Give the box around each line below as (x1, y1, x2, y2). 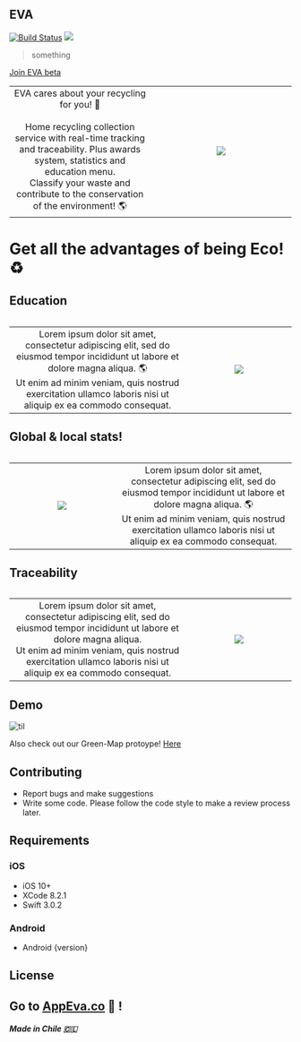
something (30, 49, 72, 60)
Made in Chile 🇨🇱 (9, 1023, 78, 1034)
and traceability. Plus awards (19, 142, 142, 155)
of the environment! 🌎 (32, 199, 127, 211)
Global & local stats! (9, 429, 123, 444)
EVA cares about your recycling (13, 87, 146, 99)
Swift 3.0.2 (21, 900, 63, 910)
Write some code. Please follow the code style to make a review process (21, 797, 291, 809)
